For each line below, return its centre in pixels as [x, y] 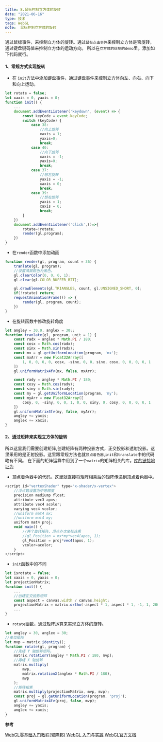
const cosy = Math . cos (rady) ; [44, 384]
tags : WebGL [17, 23]
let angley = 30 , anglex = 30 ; [37, 633]
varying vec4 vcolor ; [35, 509]
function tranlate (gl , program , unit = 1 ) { [51, 335]
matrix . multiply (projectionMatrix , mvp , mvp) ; [62, 692]
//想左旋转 [49, 175]
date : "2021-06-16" [25, 14]
